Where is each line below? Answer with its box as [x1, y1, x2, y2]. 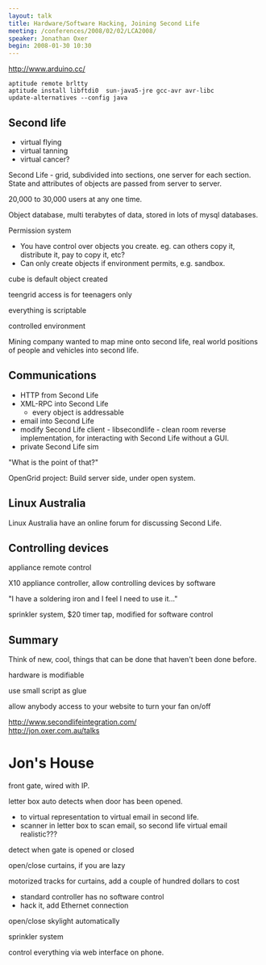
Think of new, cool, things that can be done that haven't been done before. [8, 655, 257, 664]
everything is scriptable [8, 305, 87, 315]
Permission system [8, 225, 72, 235]
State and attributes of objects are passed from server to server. [8, 179, 222, 188]
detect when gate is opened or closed [8, 845, 135, 855]
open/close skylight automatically [8, 917, 120, 926]
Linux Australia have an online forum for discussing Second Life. [8, 518, 222, 528]
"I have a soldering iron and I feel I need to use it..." [8, 594, 178, 604]
